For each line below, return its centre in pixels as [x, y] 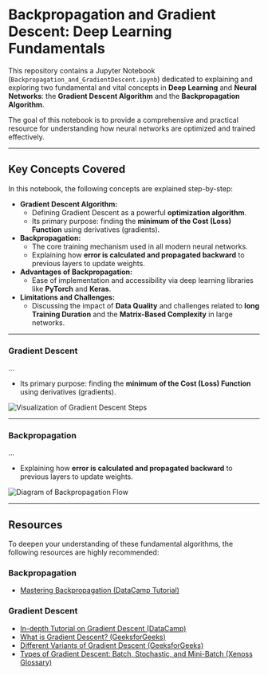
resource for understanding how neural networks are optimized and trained [132, 128]
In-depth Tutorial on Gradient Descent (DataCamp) [103, 628]
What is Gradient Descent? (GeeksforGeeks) [93, 637]
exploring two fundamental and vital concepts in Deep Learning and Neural [133, 87]
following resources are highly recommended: [84, 552]
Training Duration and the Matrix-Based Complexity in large [132, 314]
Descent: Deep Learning [91, 31]
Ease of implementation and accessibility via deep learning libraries [142, 280]
